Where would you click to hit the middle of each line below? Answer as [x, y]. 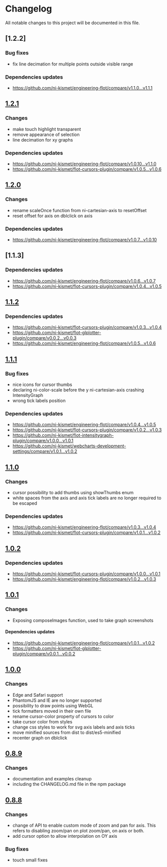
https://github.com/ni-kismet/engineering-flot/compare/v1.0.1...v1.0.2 [84, 643]
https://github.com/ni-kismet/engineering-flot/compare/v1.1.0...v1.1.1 [82, 88]
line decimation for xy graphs [43, 140]
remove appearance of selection [46, 135]
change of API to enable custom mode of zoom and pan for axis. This [84, 825]
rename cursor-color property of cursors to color [63, 716]
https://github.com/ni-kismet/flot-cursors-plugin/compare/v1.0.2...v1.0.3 [87, 430]
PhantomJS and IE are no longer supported [57, 700]
